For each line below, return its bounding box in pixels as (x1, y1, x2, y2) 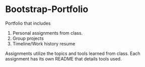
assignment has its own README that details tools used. (5, 55, 122, 61)
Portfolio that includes (5, 20, 51, 26)
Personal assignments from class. (12, 30, 83, 36)
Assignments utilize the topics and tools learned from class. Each (5, 50, 140, 56)
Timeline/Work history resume (12, 40, 76, 46)
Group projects (12, 35, 44, 41)
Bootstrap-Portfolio (5, 4, 89, 15)
